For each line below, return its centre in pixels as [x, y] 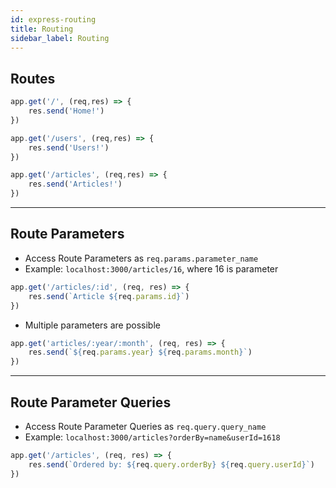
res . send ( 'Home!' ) [66, 111]
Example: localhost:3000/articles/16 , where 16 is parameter [151, 268]
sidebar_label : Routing [60, 38]
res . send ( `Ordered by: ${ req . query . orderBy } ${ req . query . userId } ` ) [172, 464]
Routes [33, 78]
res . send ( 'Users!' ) [69, 147]
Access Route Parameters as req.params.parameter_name [141, 258]
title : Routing [42, 29]
